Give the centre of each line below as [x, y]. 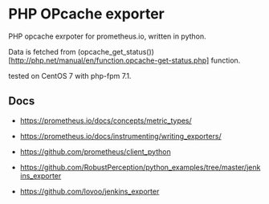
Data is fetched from [42, 51]
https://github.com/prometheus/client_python [95, 151]
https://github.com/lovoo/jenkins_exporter [90, 191]
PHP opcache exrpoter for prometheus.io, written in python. [107, 36]
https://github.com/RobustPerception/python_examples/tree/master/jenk [140, 167]
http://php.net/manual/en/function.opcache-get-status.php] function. [126, 60]
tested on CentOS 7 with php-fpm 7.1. [70, 75]
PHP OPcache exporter [86, 14]
